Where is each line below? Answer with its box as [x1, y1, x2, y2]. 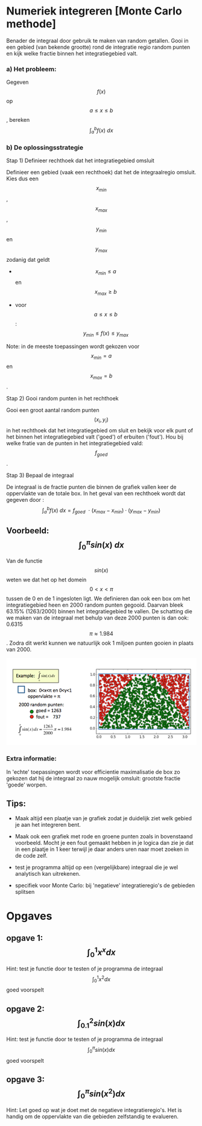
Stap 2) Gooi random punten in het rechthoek [6, 395, 119, 402]
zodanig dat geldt [6, 256, 50, 264]
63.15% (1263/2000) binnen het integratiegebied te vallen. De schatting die [6, 608, 193, 615]
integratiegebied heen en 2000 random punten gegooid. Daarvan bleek [6, 601, 184, 609]
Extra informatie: [6, 754, 57, 763]
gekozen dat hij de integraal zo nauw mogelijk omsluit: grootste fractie [6, 774, 181, 782]
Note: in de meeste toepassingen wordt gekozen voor [6, 343, 140, 350]
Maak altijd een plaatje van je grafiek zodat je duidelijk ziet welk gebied [14, 814, 192, 821]
